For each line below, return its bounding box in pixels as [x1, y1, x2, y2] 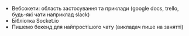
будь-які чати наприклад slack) [11, 11, 90, 18]
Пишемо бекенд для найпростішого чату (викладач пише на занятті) [11, 23, 184, 30]
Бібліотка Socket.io [11, 17, 59, 24]
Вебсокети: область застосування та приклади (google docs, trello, [11, 5, 179, 12]
